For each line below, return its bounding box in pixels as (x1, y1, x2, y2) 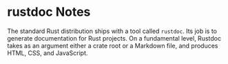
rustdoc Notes (7, 4, 91, 20)
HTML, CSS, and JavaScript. (7, 49, 88, 57)
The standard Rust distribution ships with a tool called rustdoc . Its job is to (7, 27, 218, 35)
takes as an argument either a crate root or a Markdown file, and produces (7, 41, 218, 50)
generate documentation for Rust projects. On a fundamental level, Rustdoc (7, 34, 222, 42)
